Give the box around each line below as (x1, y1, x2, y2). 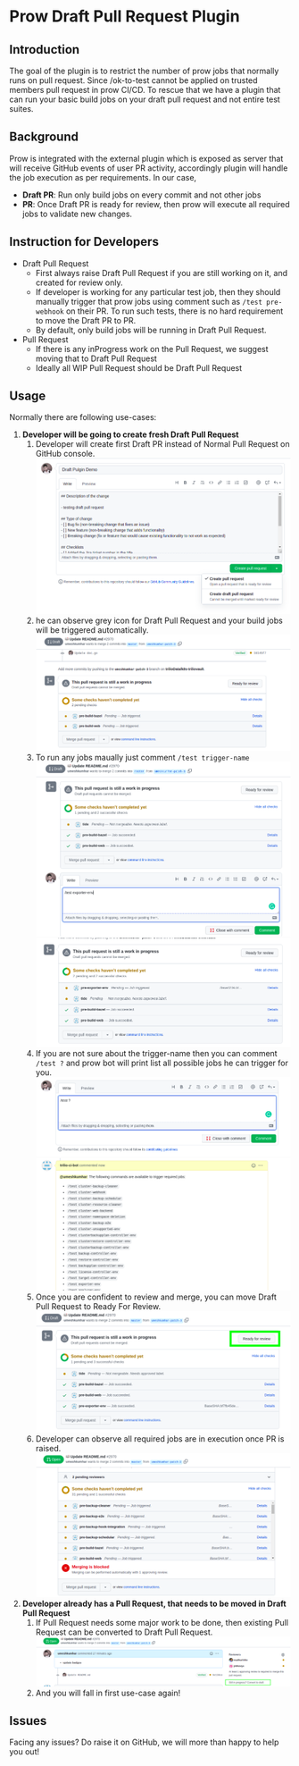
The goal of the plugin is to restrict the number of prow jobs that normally (9, 65, 279, 76)
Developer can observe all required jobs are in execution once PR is (35, 1434, 285, 1444)
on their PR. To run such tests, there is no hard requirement (65, 306, 284, 316)
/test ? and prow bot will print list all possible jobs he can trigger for (35, 1057, 288, 1068)
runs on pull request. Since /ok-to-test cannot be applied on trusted (9, 75, 258, 86)
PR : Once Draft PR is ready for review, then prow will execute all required (21, 198, 290, 209)
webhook (35, 307, 64, 316)
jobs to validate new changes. (21, 208, 132, 219)
